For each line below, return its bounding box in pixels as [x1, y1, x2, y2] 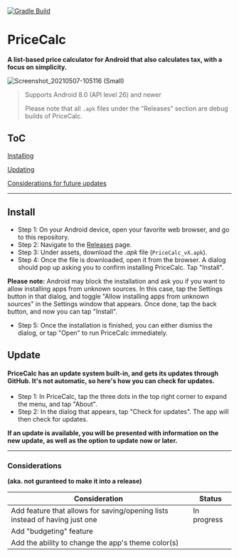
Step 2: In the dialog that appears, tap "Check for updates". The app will [17, 407, 229, 416]
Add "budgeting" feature [11, 526, 94, 536]
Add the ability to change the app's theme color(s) [11, 538, 179, 548]
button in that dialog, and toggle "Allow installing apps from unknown [7, 292, 210, 301]
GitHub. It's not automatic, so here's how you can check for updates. [7, 376, 215, 385]
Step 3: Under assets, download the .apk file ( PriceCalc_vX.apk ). [17, 248, 208, 256]
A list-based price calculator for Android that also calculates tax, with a [7, 55, 223, 63]
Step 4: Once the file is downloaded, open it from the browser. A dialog [17, 255, 226, 264]
